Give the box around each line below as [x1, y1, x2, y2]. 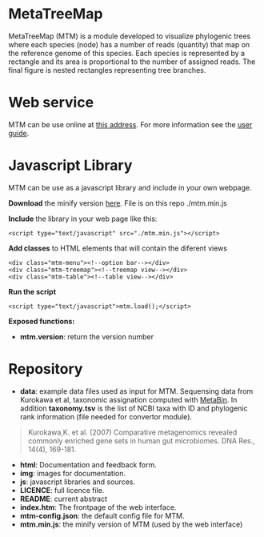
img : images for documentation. [19, 468, 126, 478]
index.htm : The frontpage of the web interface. [19, 502, 177, 512]
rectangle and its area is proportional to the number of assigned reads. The [8, 57, 256, 66]
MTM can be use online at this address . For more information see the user [8, 119, 253, 129]
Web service [8, 94, 94, 112]
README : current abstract [19, 494, 108, 503]
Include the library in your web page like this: [8, 214, 158, 223]
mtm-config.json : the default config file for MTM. [19, 511, 185, 520]
